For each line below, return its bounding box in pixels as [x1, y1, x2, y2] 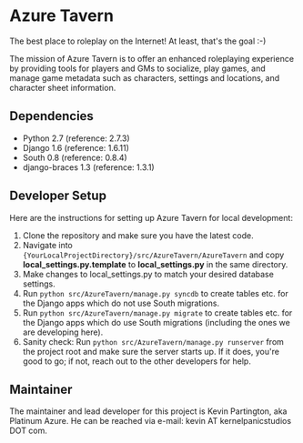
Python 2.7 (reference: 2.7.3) [22, 133, 130, 144]
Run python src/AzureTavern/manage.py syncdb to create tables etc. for [22, 287, 288, 298]
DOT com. [9, 425, 48, 437]
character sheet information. [9, 82, 116, 93]
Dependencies [9, 108, 94, 124]
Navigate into [22, 239, 73, 250]
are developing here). [22, 327, 104, 337]
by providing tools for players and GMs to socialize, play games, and [9, 63, 266, 74]
